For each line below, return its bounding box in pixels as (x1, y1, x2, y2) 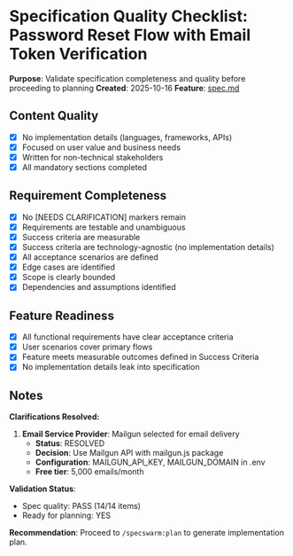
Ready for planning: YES (21, 510, 112, 521)
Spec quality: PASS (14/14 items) (21, 501, 142, 512)
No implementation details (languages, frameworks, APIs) (21, 131, 233, 143)
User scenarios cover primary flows (21, 341, 153, 352)
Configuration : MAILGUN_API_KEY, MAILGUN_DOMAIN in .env (35, 457, 266, 467)
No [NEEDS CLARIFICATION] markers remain (21, 211, 187, 223)
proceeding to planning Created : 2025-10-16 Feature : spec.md (9, 82, 240, 93)
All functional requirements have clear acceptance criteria (21, 332, 234, 342)
